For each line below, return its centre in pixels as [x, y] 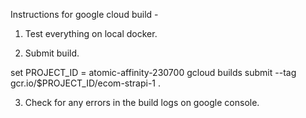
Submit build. [52, 53]
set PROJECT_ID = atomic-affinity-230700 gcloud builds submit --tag [153, 72]
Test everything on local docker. [91, 33]
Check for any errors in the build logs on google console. [142, 102]
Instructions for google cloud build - [84, 14]
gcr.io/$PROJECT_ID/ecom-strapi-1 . [85, 83]
